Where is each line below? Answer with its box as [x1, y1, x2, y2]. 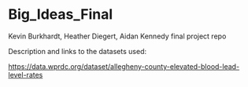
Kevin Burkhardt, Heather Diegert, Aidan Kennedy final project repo [8, 31, 227, 41]
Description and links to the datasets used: [8, 46, 147, 56]
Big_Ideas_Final [8, 5, 113, 24]
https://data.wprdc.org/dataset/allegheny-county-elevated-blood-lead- [8, 61, 240, 71]
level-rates [8, 70, 43, 79]
